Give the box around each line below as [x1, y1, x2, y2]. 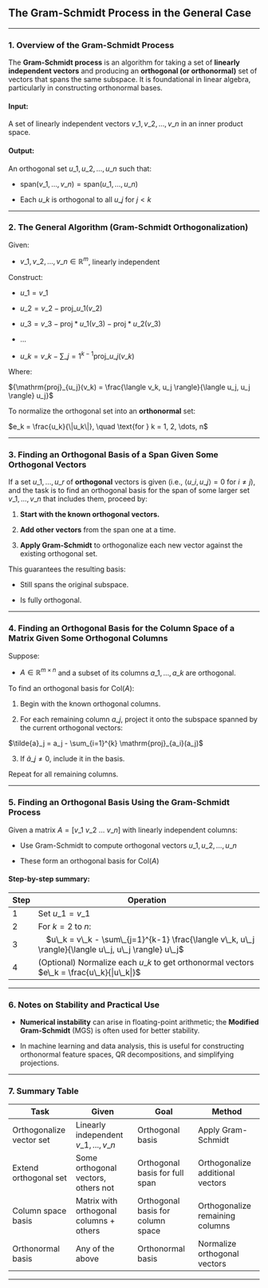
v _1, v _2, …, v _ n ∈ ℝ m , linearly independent [19, 255, 160, 267]
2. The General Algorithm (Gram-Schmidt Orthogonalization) [8, 222, 249, 233]
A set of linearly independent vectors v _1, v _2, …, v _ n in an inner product [8, 119, 243, 128]
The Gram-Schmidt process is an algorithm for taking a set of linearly [8, 57, 241, 67]
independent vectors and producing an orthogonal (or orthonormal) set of [8, 66, 258, 76]
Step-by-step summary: [8, 874, 90, 884]
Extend [12, 1163, 39, 1174]
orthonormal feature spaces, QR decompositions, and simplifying [19, 1049, 235, 1060]
